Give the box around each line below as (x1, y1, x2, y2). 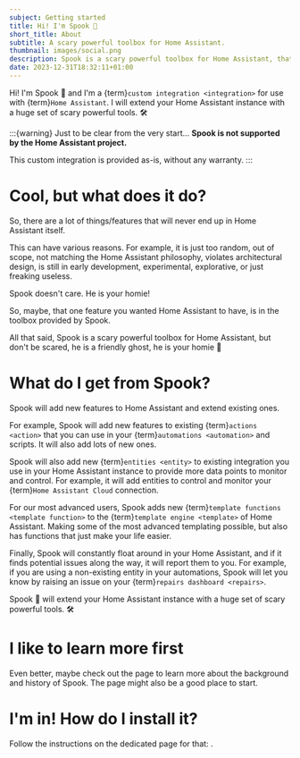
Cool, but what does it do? (9, 186, 207, 206)
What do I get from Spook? (9, 373, 212, 393)
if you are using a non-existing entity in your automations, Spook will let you (9, 567, 288, 577)
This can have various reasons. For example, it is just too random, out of (9, 242, 275, 253)
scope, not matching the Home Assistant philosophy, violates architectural (9, 251, 283, 262)
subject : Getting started (9, 13, 105, 22)
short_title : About (9, 29, 82, 38)
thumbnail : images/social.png (9, 46, 122, 55)
